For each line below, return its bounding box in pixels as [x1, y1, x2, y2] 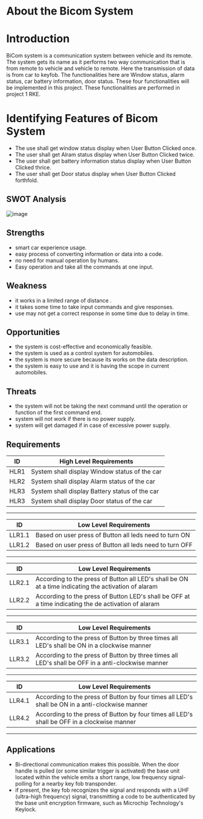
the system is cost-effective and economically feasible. [14, 343, 153, 350]
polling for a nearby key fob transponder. [14, 780, 117, 787]
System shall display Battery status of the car [31, 487, 159, 495]
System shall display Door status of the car [31, 497, 153, 505]
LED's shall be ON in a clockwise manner [35, 641, 152, 650]
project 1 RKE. [6, 91, 41, 98]
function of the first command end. [14, 409, 102, 416]
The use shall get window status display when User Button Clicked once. [14, 145, 196, 152]
